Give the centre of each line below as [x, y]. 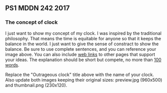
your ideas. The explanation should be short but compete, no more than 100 [83, 60]
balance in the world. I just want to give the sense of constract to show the [82, 44]
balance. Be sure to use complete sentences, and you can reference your [81, 49]
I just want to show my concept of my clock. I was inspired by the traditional [83, 33]
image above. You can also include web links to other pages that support [80, 54]
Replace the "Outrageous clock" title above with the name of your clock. [79, 75]
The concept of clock [31, 22]
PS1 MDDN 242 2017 [37, 8]
